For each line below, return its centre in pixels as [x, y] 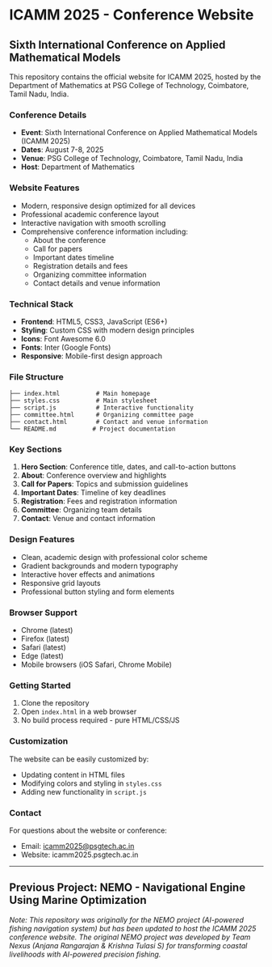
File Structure [36, 376]
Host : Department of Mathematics [78, 167]
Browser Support [43, 613]
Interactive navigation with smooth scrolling [93, 223]
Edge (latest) [42, 656]
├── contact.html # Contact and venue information [109, 422]
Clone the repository [55, 703]
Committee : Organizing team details [81, 510]
